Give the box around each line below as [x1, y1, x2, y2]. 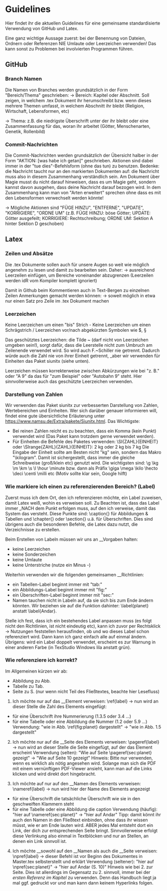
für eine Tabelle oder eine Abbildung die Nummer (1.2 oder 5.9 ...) [12, 718, 148, 725]
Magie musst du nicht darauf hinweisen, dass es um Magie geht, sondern [5, 179, 156, 185]
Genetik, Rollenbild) [5, 128, 46, 134]
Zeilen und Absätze [5, 250, 53, 257]
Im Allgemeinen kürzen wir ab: [5, 668, 68, 674]
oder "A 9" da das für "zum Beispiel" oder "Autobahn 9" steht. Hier [5, 373, 142, 379]
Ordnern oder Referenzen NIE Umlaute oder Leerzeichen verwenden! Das [5, 40, 157, 46]
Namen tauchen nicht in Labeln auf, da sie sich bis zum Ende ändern [12, 597, 154, 603]
